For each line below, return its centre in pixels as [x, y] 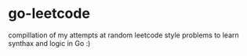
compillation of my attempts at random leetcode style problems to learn [123, 35]
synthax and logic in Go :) [49, 43]
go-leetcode [49, 14]
